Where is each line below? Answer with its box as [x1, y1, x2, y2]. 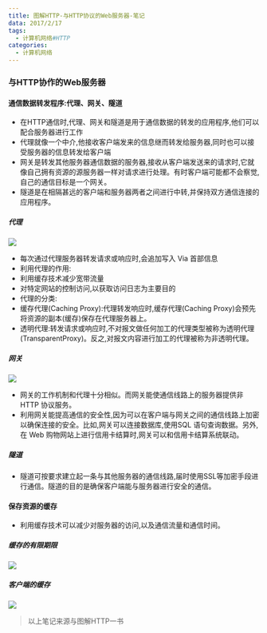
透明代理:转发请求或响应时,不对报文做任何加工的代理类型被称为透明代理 [19, 324, 255, 333]
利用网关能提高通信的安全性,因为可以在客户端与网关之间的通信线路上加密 [19, 410, 260, 420]
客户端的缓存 [8, 579, 50, 589]
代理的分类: [19, 293, 57, 304]
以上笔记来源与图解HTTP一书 [27, 616, 124, 626]
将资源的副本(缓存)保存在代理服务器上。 [19, 313, 151, 324]
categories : [8, 42, 48, 50]
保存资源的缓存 [8, 501, 57, 511]
